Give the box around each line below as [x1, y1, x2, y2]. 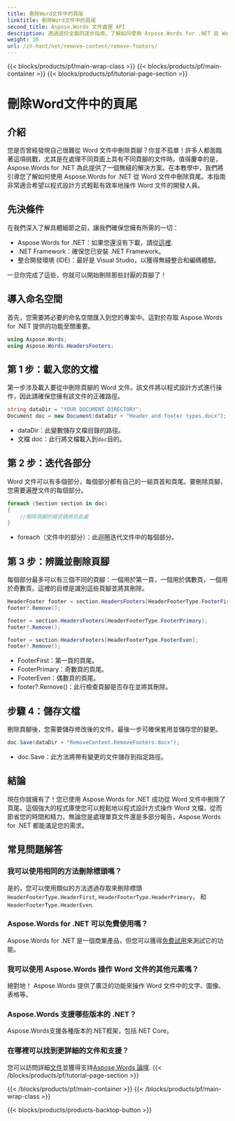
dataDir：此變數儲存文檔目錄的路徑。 [17, 426, 124, 434]
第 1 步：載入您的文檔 [7, 363, 99, 375]
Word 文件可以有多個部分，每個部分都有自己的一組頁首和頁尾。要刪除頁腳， [7, 477, 227, 485]
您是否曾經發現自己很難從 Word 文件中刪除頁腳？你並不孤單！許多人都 [7, 146, 210, 154]
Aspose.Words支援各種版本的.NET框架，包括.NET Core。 [7, 1026, 173, 1035]
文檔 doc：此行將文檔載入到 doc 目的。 [17, 435, 126, 443]
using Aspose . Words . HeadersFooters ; [7, 342, 114, 349]
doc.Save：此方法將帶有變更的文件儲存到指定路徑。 [17, 753, 168, 760]
